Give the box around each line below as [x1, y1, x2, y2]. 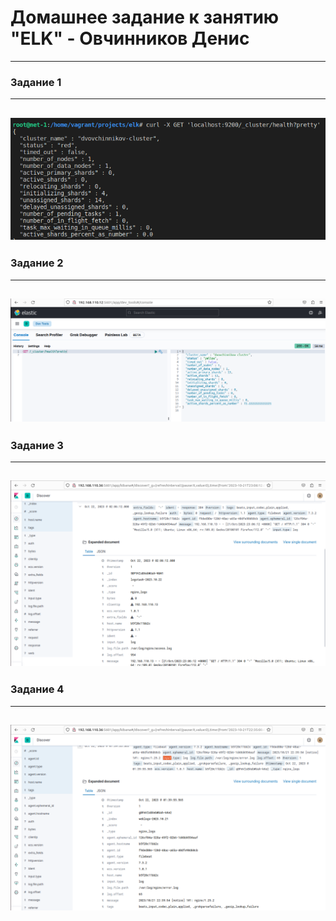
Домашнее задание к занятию [10, 6, 280, 29]
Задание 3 [10, 438, 64, 452]
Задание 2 [10, 256, 64, 270]
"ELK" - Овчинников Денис [10, 27, 250, 50]
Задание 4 [10, 682, 65, 696]
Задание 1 [10, 75, 62, 89]
